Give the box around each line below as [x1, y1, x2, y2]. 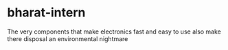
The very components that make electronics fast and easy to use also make [7, 27, 222, 36]
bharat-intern [7, 5, 86, 21]
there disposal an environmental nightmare [7, 34, 128, 42]
